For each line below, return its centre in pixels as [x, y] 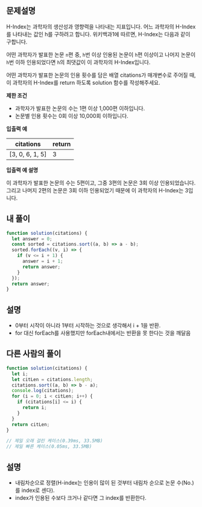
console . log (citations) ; [43, 391]
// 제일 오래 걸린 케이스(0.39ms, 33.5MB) [55, 441]
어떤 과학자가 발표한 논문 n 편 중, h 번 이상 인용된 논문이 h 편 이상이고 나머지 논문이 [101, 54]
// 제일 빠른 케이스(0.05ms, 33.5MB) [49, 446]
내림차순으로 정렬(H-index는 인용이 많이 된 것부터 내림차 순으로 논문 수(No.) [104, 482]
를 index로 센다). [35, 490]
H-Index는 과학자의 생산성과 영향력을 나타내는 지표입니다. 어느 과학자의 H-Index [101, 27]
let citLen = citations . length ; [52, 379]
